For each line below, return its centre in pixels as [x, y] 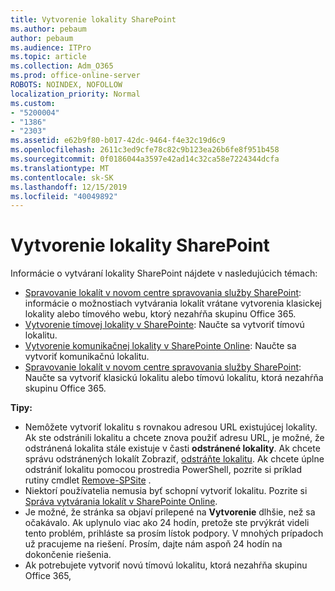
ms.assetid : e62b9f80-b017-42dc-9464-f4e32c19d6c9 [118, 141]
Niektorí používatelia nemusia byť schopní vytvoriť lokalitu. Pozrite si [166, 491]
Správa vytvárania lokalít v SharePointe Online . [121, 502]
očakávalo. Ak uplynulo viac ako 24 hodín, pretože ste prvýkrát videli [167, 523]
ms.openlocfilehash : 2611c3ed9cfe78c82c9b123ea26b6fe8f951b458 [145, 150]
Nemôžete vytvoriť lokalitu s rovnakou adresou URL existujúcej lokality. [171, 427]
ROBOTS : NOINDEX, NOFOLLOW [66, 85]
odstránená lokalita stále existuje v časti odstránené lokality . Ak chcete [172, 448]
